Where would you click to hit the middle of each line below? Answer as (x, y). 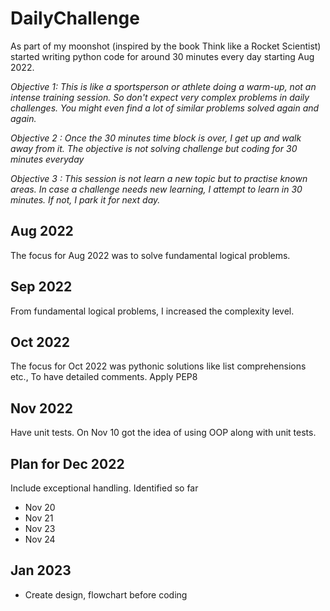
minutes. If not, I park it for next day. (85, 199)
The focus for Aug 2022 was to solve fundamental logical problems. (150, 255)
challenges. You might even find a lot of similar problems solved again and (165, 108)
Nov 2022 (41, 408)
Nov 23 (40, 528)
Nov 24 (40, 539)
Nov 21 (39, 518)
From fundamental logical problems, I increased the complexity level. (152, 311)
